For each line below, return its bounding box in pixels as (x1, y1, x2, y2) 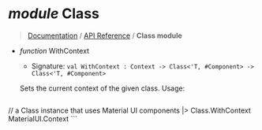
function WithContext (19, 46, 89, 55)
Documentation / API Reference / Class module (27, 31, 183, 40)
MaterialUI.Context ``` (8, 113, 77, 123)
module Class (8, 5, 100, 23)
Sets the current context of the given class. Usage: (19, 84, 185, 93)
